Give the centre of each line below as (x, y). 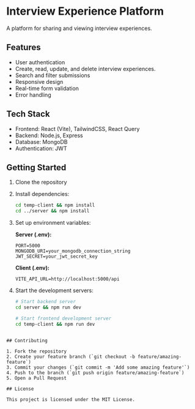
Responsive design (39, 81)
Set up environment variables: (53, 223)
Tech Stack (28, 114)
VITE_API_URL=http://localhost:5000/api (67, 279)
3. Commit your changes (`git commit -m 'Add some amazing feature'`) (98, 367)
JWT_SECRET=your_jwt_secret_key (56, 257)
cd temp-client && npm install (55, 205)
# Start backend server (46, 302)
